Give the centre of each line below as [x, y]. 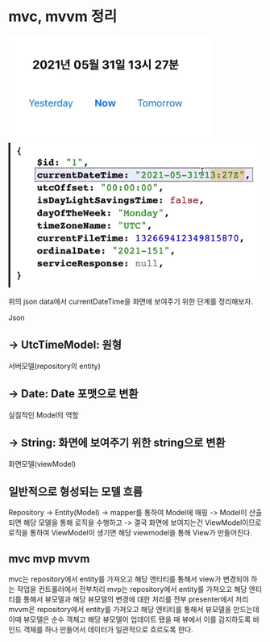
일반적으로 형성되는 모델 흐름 [76, 491]
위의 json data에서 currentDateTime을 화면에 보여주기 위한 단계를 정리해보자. [131, 302]
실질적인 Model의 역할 [44, 415]
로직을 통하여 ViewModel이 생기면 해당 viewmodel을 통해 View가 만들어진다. [130, 533]
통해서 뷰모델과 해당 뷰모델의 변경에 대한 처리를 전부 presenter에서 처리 [136, 599]
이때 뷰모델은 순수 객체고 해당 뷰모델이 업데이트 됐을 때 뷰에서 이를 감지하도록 [130, 619]
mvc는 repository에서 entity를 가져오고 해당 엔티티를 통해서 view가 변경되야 [129, 579]
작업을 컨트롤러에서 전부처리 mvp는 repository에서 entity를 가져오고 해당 [132, 590]
